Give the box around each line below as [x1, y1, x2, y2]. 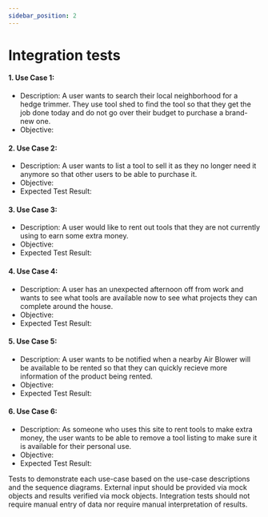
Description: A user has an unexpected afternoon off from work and [19, 284, 244, 294]
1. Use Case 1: [8, 73, 55, 82]
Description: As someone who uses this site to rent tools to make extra [19, 425, 254, 435]
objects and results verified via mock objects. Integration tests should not [8, 491, 250, 501]
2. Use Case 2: [8, 143, 58, 153]
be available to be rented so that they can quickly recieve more [19, 363, 228, 372]
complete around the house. [19, 301, 114, 311]
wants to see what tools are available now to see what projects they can [19, 293, 258, 303]
